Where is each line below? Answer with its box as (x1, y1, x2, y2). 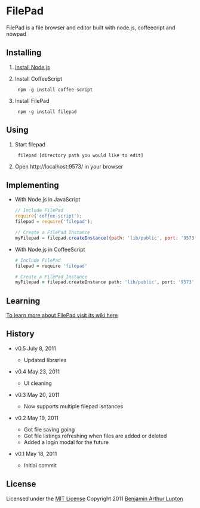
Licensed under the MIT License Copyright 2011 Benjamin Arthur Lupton (6, 495, 183, 502)
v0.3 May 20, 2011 (14, 391, 60, 398)
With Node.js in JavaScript (14, 196, 81, 203)
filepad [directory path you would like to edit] (17, 152, 144, 158)
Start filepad (14, 140, 46, 148)
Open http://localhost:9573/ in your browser (14, 163, 124, 170)
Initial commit (23, 461, 57, 469)
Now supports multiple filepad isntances (23, 402, 124, 410)
